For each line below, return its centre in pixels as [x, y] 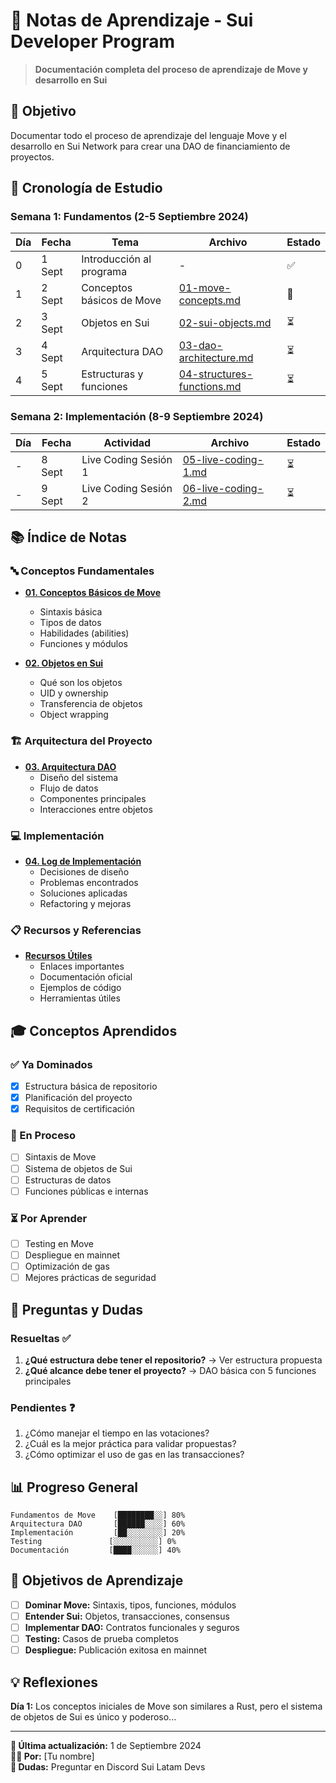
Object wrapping [74, 715]
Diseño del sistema [79, 777]
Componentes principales [93, 798]
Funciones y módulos [83, 644]
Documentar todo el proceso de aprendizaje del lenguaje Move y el [148, 135]
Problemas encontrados [89, 883]
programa [104, 272]
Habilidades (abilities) [84, 633]
